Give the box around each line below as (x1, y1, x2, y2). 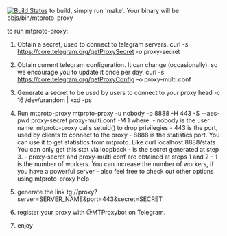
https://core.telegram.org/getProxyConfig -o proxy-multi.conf (16, 75, 191, 83)
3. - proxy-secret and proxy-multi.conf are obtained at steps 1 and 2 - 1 (16, 153, 218, 161)
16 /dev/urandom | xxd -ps (16, 96, 93, 104)
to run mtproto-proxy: (7, 27, 69, 35)
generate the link (16, 188, 65, 196)
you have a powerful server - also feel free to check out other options (16, 168, 214, 175)
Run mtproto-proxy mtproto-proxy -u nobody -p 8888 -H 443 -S (16, 109, 200, 117)
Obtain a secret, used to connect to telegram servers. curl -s (16, 40, 189, 48)
